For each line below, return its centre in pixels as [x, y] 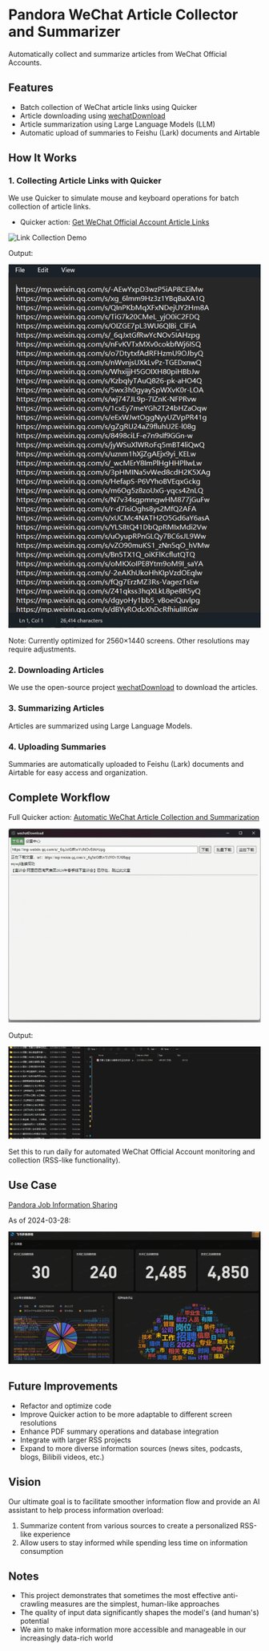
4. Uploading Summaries [57, 746]
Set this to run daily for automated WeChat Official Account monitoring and [132, 1151]
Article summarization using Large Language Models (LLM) [118, 124]
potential [34, 1621]
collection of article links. [50, 207]
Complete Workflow [59, 798]
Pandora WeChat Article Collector [123, 15]
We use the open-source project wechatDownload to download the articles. [133, 688]
